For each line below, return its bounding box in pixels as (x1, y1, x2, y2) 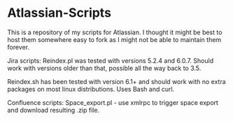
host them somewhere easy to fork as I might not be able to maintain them (7, 35, 222, 43)
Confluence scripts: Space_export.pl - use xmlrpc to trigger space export (7, 98, 219, 106)
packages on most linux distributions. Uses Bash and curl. (7, 85, 175, 93)
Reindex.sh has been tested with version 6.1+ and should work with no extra (7, 77, 226, 85)
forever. (7, 43, 30, 51)
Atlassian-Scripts (7, 5, 112, 21)
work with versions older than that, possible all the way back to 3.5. (7, 64, 202, 72)
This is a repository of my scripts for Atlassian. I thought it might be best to (7, 28, 223, 36)
